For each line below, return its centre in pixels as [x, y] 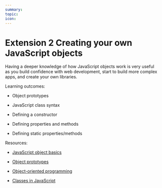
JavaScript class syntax [36, 105]
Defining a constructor [35, 114]
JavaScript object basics [37, 152]
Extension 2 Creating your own [69, 43]
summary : [14, 9]
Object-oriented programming [42, 171]
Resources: [16, 143]
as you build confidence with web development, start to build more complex [81, 72]
